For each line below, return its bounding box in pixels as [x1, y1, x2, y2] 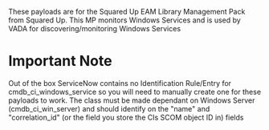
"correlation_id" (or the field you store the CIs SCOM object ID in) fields [8, 112, 244, 122]
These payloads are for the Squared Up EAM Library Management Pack [8, 7, 246, 16]
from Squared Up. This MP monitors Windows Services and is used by [8, 15, 241, 25]
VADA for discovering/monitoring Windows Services [8, 24, 181, 33]
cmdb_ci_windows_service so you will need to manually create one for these [8, 87, 262, 96]
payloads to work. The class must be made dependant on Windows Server [8, 95, 255, 105]
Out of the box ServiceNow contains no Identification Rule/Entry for [8, 78, 231, 87]
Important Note [8, 52, 112, 71]
